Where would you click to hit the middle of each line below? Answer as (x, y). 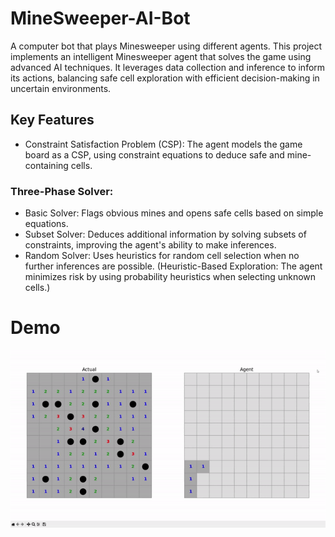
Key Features (52, 120)
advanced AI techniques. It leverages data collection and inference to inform (168, 67)
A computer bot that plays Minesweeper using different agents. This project (166, 46)
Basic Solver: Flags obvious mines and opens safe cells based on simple (174, 213)
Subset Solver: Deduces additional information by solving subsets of (165, 234)
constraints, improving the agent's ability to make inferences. (150, 245)
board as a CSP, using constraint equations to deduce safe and (154, 154)
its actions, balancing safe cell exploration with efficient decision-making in (165, 78)
